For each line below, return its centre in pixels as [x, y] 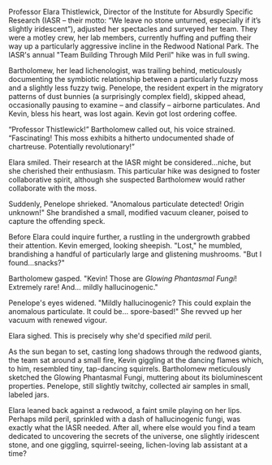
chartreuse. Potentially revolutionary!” [72, 146]
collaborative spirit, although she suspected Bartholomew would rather [127, 179]
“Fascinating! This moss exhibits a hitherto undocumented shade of [121, 138]
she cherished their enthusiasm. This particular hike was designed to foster [134, 171]
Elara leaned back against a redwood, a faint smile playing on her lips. [125, 410]
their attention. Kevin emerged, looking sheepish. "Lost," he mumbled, [125, 245]
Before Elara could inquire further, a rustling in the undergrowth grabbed [129, 237]
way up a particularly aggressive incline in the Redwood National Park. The [134, 46]
